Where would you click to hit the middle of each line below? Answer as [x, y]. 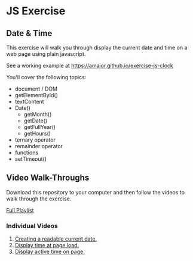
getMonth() [38, 114]
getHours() [37, 133]
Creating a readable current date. [56, 239]
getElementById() [36, 95]
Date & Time [29, 33]
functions [27, 152]
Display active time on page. [50, 252]
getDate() [36, 121]
